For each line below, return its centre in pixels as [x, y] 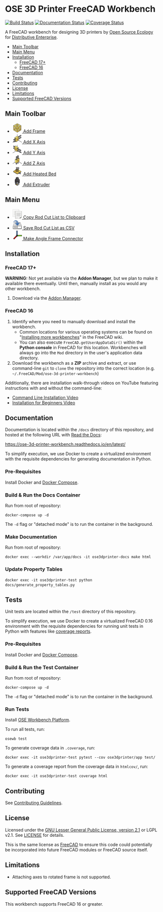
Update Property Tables [34, 569]
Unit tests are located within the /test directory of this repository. [71, 612]
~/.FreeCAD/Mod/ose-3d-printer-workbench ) [55, 373]
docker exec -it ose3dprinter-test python [49, 580]
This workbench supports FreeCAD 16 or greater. [54, 904]
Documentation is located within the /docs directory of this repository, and [79, 430]
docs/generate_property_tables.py [40, 585]
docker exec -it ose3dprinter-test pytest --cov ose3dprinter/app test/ [80, 758]
